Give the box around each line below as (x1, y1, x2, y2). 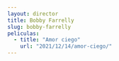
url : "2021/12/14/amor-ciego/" (20, 43, 113, 50)
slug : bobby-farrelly (7, 23, 72, 30)
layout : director (7, 10, 59, 18)
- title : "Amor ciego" (13, 36, 81, 43)
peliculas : (7, 29, 40, 37)
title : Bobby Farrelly (7, 17, 74, 24)
